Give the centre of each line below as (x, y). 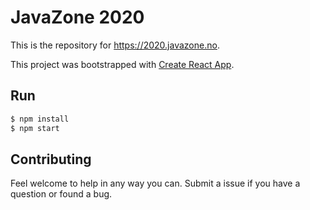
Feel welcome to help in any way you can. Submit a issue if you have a (155, 183)
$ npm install (40, 119)
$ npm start (35, 128)
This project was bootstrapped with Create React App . (122, 64)
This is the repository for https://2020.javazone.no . (115, 45)
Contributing (51, 159)
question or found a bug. (61, 194)
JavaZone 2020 (77, 17)
